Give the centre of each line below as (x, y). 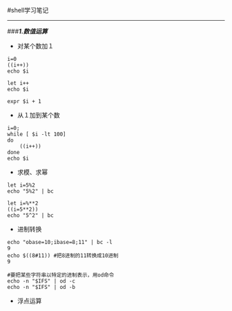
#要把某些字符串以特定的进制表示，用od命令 (61, 275)
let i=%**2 (23, 203)
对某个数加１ (35, 46)
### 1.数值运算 (28, 31)
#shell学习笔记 (28, 10)
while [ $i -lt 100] (37, 134)
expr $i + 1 (24, 102)
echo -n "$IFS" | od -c (41, 281)
